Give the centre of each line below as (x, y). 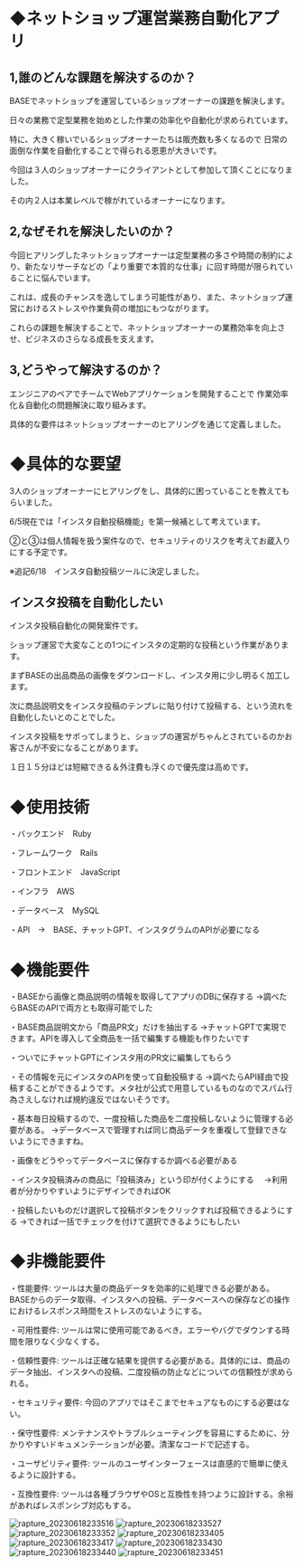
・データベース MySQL (55, 911)
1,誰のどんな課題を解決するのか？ (103, 77)
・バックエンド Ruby (50, 834)
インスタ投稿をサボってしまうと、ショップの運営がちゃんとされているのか (147, 736)
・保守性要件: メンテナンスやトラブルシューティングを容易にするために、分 (150, 1433)
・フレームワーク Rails (54, 853)
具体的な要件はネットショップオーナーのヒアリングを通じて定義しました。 (147, 424)
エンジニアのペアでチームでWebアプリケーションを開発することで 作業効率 (149, 394)
